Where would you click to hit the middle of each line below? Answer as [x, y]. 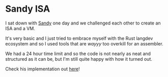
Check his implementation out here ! [43, 69]
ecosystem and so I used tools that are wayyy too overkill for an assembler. [85, 43]
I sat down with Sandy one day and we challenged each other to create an [83, 23]
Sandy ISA [28, 9]
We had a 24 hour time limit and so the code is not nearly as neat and [78, 54]
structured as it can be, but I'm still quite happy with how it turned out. [79, 59]
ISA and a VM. [20, 28]
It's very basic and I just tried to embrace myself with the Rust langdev [79, 38]
